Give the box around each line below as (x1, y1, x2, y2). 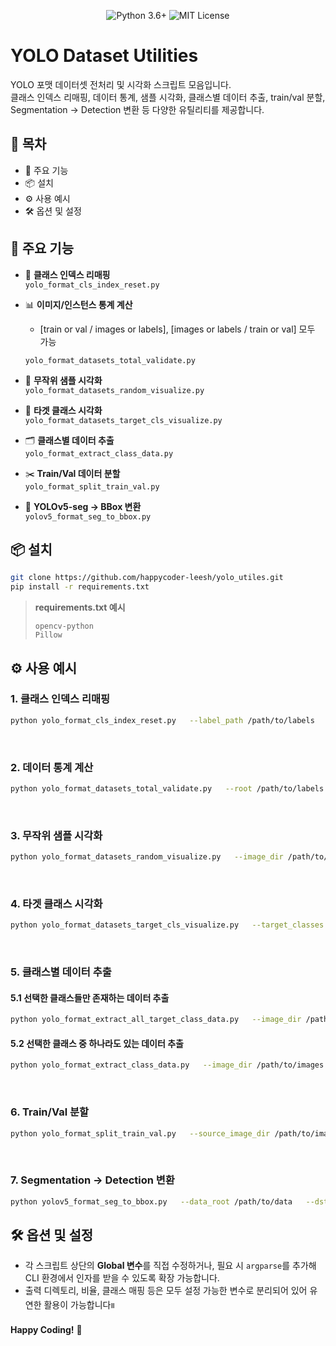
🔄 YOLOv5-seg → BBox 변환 (24, 500, 142, 512)
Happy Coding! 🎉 (10, 1324, 83, 1336)
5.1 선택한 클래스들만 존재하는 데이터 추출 (10, 991, 170, 1004)
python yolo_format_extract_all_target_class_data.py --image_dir (10, 1015, 302, 1025)
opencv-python (34, 621, 94, 632)
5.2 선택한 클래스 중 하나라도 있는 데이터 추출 (10, 1037, 184, 1049)
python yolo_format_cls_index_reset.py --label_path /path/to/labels (10, 715, 315, 725)
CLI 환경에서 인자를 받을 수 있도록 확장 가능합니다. (24, 1272, 220, 1284)
